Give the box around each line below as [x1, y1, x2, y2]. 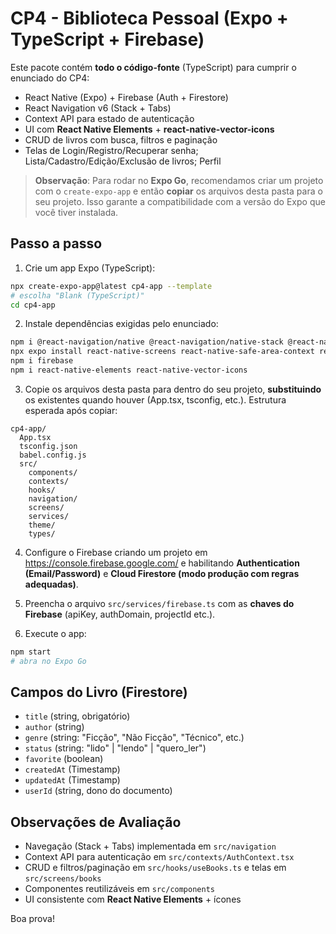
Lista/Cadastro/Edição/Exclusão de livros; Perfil [24, 155, 222, 167]
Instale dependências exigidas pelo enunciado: [24, 318, 219, 330]
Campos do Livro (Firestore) [10, 684, 188, 701]
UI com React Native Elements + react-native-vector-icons [24, 123, 275, 135]
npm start [10, 647, 52, 657]
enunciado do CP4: [10, 72, 90, 84]
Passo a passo [10, 235, 103, 252]
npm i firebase [10, 356, 74, 366]
